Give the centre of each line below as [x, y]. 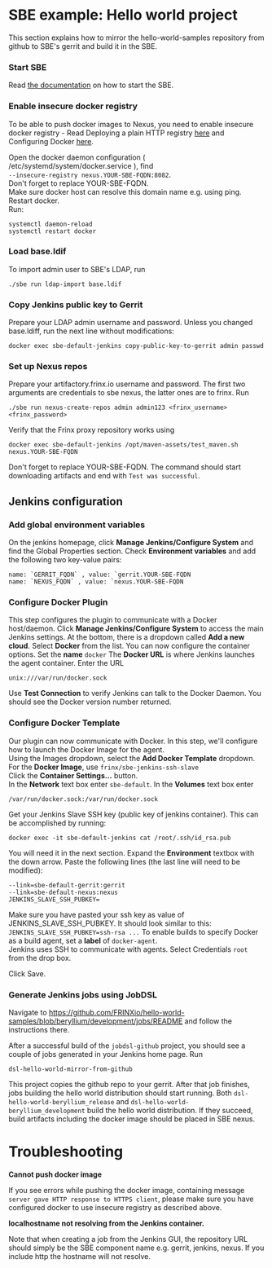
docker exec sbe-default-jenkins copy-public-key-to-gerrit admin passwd [136, 346]
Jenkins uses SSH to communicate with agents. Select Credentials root [128, 949]
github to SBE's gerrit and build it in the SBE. [83, 46]
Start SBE [28, 67]
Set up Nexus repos [48, 367]
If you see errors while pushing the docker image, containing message [127, 1190]
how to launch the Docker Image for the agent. [87, 749]
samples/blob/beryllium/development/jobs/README [96, 1021]
